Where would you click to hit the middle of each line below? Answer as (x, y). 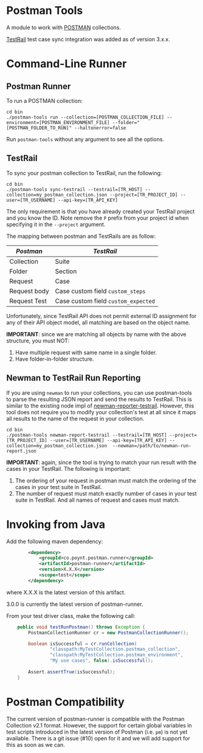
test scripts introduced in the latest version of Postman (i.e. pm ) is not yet (97, 732)
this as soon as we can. (36, 744)
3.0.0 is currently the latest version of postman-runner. (75, 604)
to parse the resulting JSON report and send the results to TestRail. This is (99, 399)
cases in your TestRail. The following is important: (68, 468)
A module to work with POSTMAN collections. (64, 27)
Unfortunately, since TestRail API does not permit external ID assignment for (101, 316)
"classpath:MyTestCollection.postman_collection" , (115, 649)
